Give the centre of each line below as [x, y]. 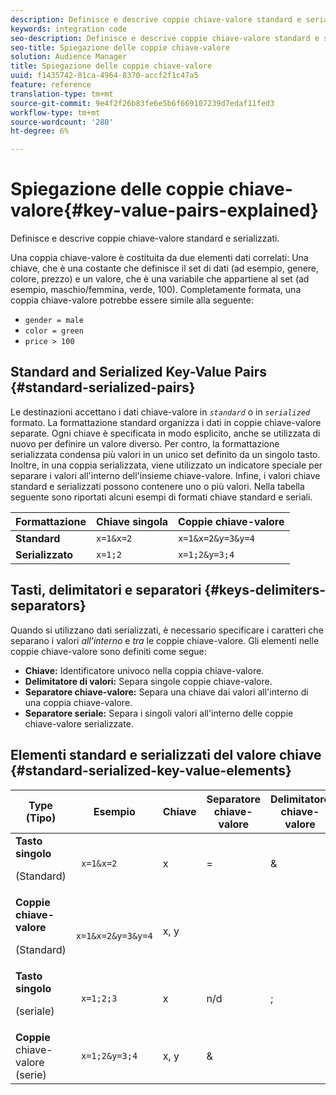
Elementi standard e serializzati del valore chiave [166, 755]
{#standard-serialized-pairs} [103, 387]
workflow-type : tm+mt [55, 112]
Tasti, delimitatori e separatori [106, 590]
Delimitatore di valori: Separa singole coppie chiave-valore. [148, 681]
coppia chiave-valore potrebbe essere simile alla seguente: [132, 300]
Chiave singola [132, 521]
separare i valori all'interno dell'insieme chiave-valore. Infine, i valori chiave [165, 475]
